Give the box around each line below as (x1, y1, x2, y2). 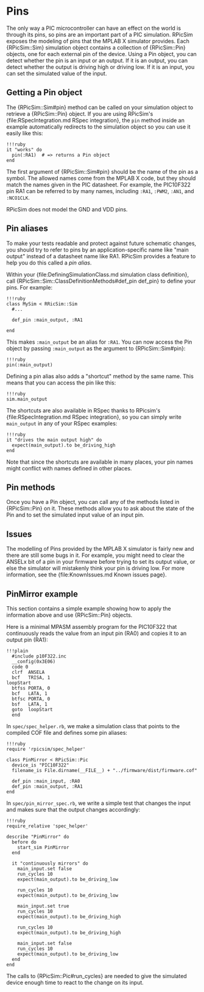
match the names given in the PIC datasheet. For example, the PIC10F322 (6, 181, 191, 188)
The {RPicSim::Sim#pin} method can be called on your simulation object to (6, 104, 194, 111)
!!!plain (6, 648, 29, 654)
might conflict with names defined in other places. (6, 464, 132, 472)
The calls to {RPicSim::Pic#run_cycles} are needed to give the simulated (6, 973, 187, 979)
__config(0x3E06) (12, 659, 56, 665)
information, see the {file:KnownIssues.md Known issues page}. (6, 571, 167, 578)
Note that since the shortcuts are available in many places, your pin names (6, 458, 194, 466)
